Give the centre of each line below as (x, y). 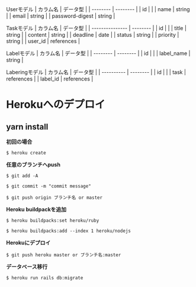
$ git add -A (22, 176)
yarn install (27, 127)
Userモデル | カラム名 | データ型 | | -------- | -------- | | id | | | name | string (98, 9)
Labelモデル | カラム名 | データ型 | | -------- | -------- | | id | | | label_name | (98, 53)
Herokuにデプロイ (28, 243)
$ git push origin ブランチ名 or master (54, 198)
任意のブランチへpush (33, 165)
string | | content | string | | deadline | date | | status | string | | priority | (93, 35)
